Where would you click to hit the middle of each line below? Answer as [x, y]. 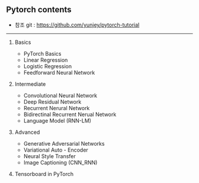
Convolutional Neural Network [60, 95]
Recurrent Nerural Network [57, 108]
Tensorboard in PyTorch [44, 174]
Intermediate [30, 84]
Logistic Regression [48, 66]
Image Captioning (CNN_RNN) [60, 162]
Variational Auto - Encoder [56, 150]
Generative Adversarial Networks [64, 143]
